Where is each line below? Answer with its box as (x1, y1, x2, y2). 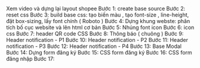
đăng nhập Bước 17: (6, 56, 55, 62)
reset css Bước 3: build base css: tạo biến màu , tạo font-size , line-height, (6, 11, 189, 18)
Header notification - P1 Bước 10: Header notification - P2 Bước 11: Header (6, 37, 189, 43)
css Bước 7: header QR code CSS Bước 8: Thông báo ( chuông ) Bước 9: (6, 30, 184, 37)
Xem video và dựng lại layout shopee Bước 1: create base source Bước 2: (6, 5, 186, 12)
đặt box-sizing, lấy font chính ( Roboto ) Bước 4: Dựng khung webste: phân (6, 18, 190, 24)
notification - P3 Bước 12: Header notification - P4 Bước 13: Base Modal (6, 43, 182, 50)
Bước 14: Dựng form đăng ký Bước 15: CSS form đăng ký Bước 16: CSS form (6, 49, 192, 56)
